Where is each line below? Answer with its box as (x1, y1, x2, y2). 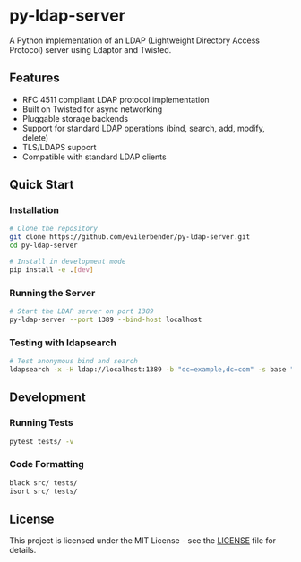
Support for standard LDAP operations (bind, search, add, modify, (21, 123, 266, 133)
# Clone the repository (9, 225, 99, 234)
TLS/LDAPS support (21, 141, 97, 152)
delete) (21, 132, 49, 143)
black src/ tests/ (9, 478, 78, 488)
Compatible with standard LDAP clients (21, 151, 168, 162)
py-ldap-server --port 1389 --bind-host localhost (9, 315, 202, 324)
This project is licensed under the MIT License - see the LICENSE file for (9, 535, 276, 546)
